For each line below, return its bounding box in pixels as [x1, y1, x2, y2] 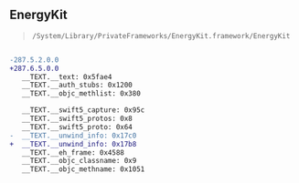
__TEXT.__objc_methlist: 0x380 [21, 89, 142, 98]
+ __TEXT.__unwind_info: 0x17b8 [9, 139, 137, 148]
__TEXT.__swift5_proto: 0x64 [21, 122, 133, 131]
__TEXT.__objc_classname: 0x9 [21, 157, 137, 166]
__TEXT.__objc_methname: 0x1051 [21, 165, 145, 174]
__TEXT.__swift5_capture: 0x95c [21, 106, 145, 115]
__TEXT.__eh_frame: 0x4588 [21, 147, 125, 158]
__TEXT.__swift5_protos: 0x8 [21, 114, 133, 124]
